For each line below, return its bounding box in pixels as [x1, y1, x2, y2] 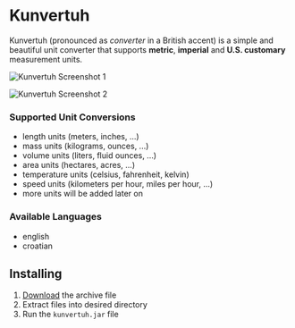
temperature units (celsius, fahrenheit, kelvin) [21, 169, 190, 180]
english [21, 231, 50, 241]
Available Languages [9, 211, 103, 223]
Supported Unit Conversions [9, 111, 136, 123]
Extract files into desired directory [21, 299, 147, 310]
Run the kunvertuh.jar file [21, 309, 119, 320]
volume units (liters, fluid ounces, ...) [21, 150, 157, 161]
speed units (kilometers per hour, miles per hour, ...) [21, 179, 214, 189]
